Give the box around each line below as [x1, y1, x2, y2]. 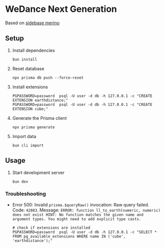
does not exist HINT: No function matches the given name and [12, 212, 144, 217]
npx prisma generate [12, 125, 55, 130]
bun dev [12, 179, 28, 184]
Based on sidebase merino [5, 20, 60, 26]
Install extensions [12, 84, 48, 90]
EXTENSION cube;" [12, 106, 49, 111]
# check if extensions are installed [12, 225, 91, 230]
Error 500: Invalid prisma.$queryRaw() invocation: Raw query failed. [12, 201, 150, 207]
